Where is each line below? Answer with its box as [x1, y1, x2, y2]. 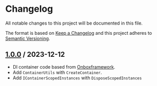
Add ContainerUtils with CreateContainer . [12, 69, 102, 75]
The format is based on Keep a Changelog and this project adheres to [5, 30, 152, 36]
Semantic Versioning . [5, 35, 50, 41]
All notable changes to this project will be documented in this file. [5, 20, 143, 26]
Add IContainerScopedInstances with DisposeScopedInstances [12, 75, 142, 81]
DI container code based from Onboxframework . [12, 63, 116, 70]
